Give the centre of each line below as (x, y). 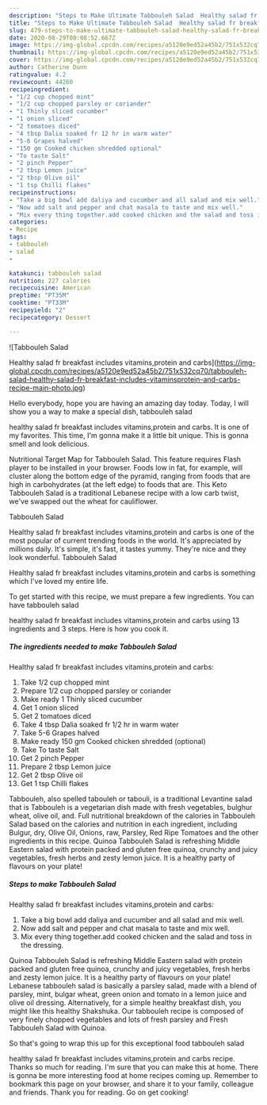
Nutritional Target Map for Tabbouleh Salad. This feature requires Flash (125, 459)
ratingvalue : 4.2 (38, 75)
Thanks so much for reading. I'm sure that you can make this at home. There (134, 1067)
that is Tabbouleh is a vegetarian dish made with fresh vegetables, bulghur (131, 807)
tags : (18, 237)
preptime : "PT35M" (39, 295)
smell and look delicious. (49, 443)
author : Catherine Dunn (48, 67)
